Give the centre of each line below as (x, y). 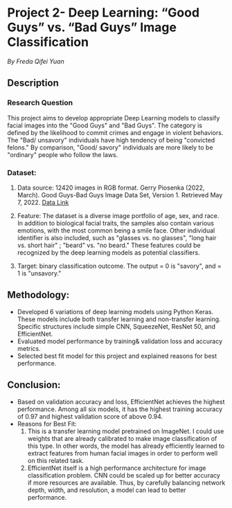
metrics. (29, 348)
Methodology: (38, 295)
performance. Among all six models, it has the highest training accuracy (120, 409)
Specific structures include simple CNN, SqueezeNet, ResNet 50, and (116, 326)
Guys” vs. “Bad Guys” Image (92, 27)
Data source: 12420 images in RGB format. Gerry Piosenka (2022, (111, 188)
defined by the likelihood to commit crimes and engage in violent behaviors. (115, 132)
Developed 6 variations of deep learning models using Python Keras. (115, 311)
